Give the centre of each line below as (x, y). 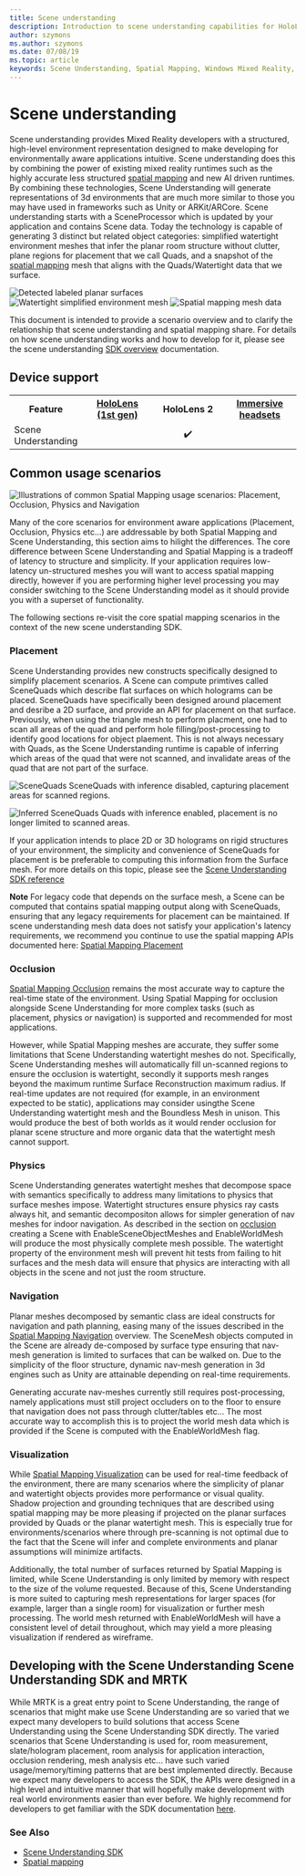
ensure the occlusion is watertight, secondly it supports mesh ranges (139, 1074)
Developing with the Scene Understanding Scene (152, 1666)
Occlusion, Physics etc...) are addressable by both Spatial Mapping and (143, 532)
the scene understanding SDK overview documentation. (114, 348)
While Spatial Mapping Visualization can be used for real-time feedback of (149, 1474)
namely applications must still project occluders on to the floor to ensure (145, 1402)
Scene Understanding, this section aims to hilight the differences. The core (150, 542)
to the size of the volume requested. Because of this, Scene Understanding (150, 1589)
